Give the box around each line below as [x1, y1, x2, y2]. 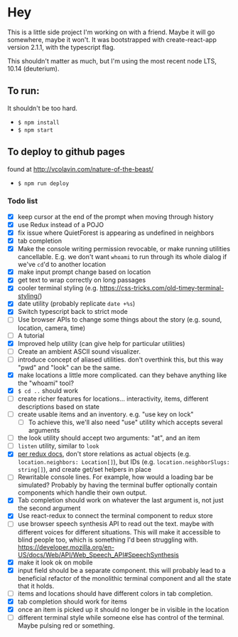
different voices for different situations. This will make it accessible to [17, 527, 221, 536]
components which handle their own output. [17, 488, 147, 497]
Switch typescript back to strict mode [17, 307, 128, 316]
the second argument [17, 504, 81, 512]
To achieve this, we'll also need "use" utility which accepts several [28, 418, 223, 427]
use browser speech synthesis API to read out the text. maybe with [17, 520, 215, 528]
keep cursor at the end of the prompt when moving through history [17, 212, 214, 221]
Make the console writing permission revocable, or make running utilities [17, 245, 231, 253]
